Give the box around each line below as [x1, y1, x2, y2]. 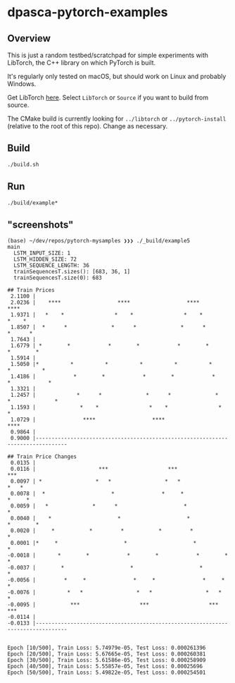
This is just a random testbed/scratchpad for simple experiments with [7, 51, 209, 59]
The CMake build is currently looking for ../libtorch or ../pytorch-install [7, 114, 227, 123]
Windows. [7, 80, 37, 88]
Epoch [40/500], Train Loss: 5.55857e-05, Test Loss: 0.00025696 [7, 663, 203, 670]
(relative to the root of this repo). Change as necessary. [7, 122, 167, 130]
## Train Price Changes [7, 453, 77, 460]
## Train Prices [7, 287, 55, 294]
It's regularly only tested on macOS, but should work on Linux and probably [7, 72, 227, 80]
